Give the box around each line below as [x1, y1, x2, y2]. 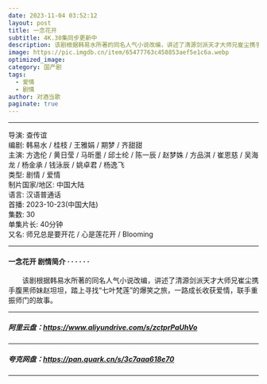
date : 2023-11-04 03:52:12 [8, 11, 98, 20]
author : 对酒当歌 [8, 93, 61, 101]
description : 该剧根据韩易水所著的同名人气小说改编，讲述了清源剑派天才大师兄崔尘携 [8, 41, 256, 49]
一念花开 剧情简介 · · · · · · [8, 256, 90, 266]
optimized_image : [8, 56, 66, 64]
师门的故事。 [14, 295, 57, 305]
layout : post [8, 19, 52, 27]
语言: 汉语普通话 [8, 190, 61, 199]
